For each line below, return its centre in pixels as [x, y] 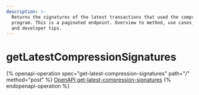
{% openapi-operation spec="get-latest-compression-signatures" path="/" [98, 74]
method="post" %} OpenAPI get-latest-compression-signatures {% [89, 80]
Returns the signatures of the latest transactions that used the [95, 17]
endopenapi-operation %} [38, 86]
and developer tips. [37, 28]
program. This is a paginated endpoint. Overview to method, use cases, [103, 22]
